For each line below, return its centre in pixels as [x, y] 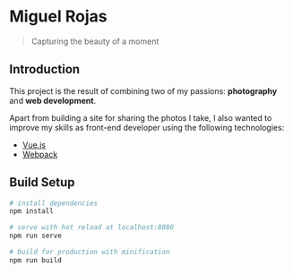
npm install [31, 211]
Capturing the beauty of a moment [95, 41]
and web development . [53, 100]
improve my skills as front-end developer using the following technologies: [147, 127]
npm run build [36, 260]
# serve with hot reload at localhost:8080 [92, 227]
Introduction [45, 69]
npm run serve [36, 236]
